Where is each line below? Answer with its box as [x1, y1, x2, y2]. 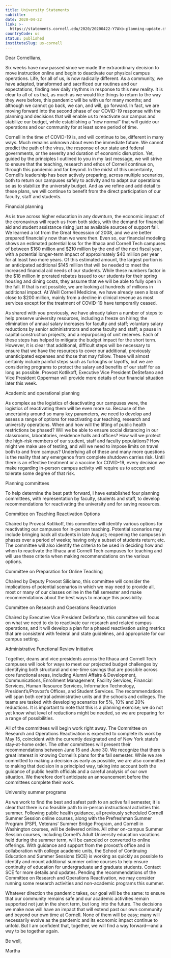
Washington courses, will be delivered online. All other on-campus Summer [5, 826, 163, 832]
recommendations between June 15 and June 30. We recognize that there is [5, 747, 165, 753]
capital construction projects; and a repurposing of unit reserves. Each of [5, 331, 159, 337]
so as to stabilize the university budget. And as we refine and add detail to [5, 182, 161, 189]
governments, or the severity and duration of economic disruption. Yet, [5, 150, 154, 156]
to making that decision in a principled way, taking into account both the [5, 763, 156, 769]
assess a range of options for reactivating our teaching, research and [5, 416, 151, 422]
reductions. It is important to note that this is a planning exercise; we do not [5, 704, 163, 710]
